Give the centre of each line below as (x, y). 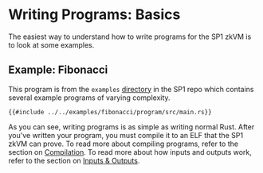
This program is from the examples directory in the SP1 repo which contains (131, 89)
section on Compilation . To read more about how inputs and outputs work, (130, 152)
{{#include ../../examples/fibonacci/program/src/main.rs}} (110, 112)
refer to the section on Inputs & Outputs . (74, 160)
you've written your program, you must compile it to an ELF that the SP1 (126, 135)
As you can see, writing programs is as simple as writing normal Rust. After (131, 127)
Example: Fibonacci (58, 70)
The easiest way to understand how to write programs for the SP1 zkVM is (130, 37)
